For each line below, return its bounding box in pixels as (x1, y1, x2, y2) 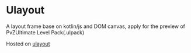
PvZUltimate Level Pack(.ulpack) (6, 29, 85, 36)
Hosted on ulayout (6, 40, 51, 47)
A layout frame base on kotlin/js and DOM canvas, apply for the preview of (6, 23, 186, 30)
